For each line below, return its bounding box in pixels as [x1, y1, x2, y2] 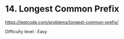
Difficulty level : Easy [5, 28, 47, 34]
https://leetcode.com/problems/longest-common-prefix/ [5, 19, 119, 25]
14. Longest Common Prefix [5, 3, 120, 14]
